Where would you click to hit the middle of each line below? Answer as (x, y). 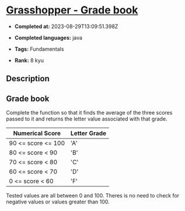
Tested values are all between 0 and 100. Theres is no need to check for (93, 196)
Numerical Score (37, 133)
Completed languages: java (48, 37)
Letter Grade (88, 133)
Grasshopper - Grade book (72, 10)
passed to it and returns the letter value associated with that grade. (87, 119)
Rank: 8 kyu (29, 60)
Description (28, 79)
